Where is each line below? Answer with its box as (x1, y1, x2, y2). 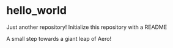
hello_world (6, 4, 67, 17)
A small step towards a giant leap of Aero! (6, 35, 112, 42)
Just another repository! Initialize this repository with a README (6, 23, 167, 31)
